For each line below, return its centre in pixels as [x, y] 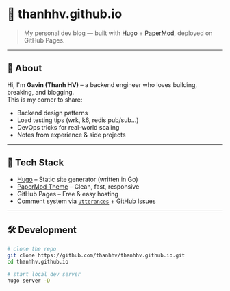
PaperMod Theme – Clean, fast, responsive [78, 186]
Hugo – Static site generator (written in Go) [77, 179]
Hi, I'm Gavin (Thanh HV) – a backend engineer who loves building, [102, 84]
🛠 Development [42, 230]
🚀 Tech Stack [36, 163]
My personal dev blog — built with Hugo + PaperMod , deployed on [118, 33]
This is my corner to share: [45, 100]
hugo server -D [29, 281]
